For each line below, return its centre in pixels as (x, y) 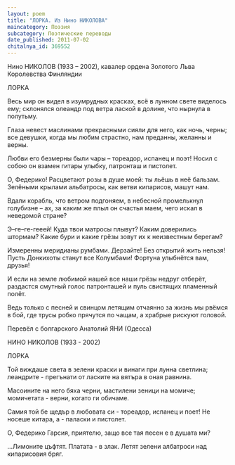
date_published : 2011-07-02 (48, 40)
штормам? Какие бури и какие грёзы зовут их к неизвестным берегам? (115, 237)
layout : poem (26, 14)
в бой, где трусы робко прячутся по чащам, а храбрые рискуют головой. (117, 315)
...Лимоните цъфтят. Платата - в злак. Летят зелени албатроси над (107, 446)
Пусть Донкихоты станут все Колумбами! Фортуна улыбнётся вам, (108, 258)
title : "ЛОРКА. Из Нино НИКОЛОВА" (58, 20)
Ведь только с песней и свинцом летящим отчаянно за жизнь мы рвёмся (117, 307)
